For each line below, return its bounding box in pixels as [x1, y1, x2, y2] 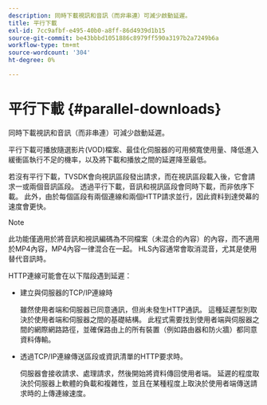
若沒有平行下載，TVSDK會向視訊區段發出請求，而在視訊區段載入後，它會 [8, 171, 249, 181]
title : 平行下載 [8, 19, 57, 27]
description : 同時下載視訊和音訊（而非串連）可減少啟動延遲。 [8, 11, 191, 20]
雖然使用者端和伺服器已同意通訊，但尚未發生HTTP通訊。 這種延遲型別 [19, 305, 251, 314]
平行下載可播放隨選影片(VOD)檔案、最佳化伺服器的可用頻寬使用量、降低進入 [8, 144, 259, 154]
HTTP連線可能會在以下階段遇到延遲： [8, 270, 132, 280]
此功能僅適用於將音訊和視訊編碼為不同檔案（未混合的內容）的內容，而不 [8, 234, 245, 243]
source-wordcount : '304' [8, 49, 91, 57]
